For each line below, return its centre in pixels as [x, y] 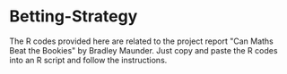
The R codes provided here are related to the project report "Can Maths [141, 41]
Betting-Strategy [74, 16]
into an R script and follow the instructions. [88, 60]
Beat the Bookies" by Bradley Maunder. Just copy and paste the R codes [143, 50]
